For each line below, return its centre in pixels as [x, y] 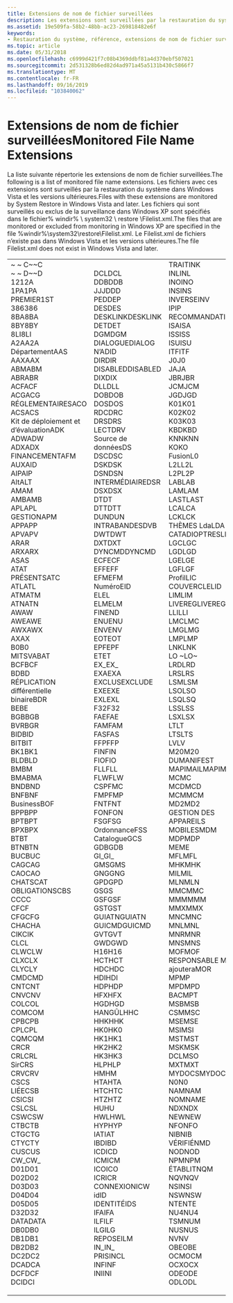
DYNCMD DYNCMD [124, 552]
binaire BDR [29, 700]
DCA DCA [25, 1265]
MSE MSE [184, 1021]
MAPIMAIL [186, 769]
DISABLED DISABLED [127, 369]
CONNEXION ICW [122, 1187]
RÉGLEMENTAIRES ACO [49, 404]
